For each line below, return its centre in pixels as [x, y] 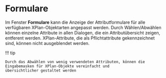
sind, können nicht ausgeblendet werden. [48, 43]
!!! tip [10, 53]
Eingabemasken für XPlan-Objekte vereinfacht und [57, 66]
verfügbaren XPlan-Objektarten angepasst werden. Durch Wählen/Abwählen [83, 27]
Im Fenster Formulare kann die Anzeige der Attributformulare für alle [75, 22]
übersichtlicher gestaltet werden [41, 70]
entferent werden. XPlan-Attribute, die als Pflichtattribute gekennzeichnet [80, 38]
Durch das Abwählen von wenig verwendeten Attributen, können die [75, 62]
